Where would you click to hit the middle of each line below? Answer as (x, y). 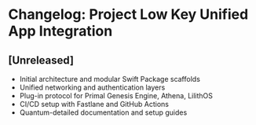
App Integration (60, 31)
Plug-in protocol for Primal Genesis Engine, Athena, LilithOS (116, 96)
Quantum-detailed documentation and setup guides (103, 112)
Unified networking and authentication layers (92, 87)
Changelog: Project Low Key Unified (128, 15)
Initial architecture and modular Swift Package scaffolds (110, 79)
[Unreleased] (41, 60)
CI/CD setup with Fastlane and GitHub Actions (94, 104)
